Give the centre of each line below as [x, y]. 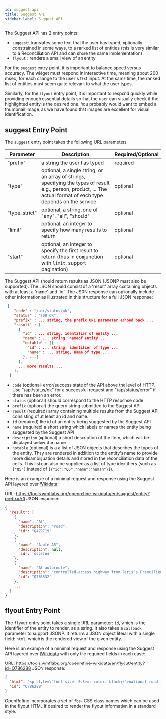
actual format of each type [72, 195]
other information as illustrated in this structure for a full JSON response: [79, 297]
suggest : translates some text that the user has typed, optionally [77, 43]
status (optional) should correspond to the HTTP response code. [78, 401]
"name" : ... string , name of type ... [68, 352]
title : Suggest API [25, 14]
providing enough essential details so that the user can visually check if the [82, 99]
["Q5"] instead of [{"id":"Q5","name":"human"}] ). [63, 469]
